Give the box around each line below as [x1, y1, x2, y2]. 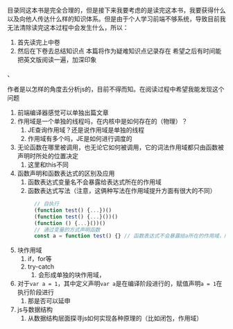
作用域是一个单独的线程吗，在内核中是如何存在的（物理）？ [17, 117, 188, 125]
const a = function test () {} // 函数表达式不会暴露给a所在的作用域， [33, 233, 225, 239]
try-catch [27, 262, 55, 271]
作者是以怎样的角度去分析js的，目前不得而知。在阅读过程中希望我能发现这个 [7, 85, 225, 93]
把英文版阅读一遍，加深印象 [17, 56, 97, 64]
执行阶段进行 [17, 288, 54, 296]
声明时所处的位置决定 [17, 152, 78, 160]
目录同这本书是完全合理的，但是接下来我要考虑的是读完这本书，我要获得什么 [7, 6, 226, 14]
